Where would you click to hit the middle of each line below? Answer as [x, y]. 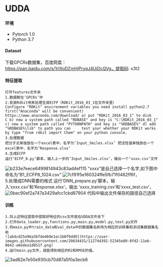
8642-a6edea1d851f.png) [29, 245]
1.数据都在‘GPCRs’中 [24, 97]
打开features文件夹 [23, 92]
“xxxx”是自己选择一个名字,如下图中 [122, 168]
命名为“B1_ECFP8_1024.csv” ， [72, 174]
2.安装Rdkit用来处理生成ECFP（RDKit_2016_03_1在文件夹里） [61, 103]
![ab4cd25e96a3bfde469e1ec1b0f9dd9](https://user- [58, 237]
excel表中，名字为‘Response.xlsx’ [38, 148]
